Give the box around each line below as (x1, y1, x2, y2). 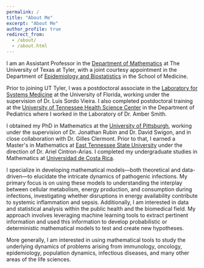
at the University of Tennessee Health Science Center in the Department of (6, 104, 195, 111)
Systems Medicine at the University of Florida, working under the (6, 91, 170, 98)
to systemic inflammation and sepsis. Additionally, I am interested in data (6, 199, 189, 206)
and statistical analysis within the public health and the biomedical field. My (6, 205, 196, 212)
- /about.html (12, 43, 47, 49)
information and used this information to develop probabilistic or (6, 217, 167, 225)
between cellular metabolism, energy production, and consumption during (6, 185, 192, 192)
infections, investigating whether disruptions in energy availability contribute (6, 192, 198, 199)
